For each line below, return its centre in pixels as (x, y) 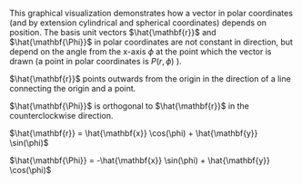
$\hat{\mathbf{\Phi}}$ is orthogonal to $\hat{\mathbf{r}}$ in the (130, 106)
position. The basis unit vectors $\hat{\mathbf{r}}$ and (113, 32)
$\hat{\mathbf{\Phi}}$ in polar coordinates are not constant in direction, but (151, 42)
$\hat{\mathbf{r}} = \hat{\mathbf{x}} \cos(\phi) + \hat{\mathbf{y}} (134, 133)
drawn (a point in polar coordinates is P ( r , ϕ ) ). (96, 61)
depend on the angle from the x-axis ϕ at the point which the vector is (141, 52)
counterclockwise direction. (61, 116)
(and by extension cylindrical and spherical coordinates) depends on (138, 23)
